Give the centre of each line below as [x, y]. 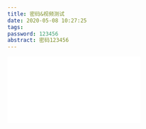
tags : [15, 27]
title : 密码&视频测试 [36, 14]
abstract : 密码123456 [38, 40]
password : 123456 [33, 34]
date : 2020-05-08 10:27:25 [47, 21]
